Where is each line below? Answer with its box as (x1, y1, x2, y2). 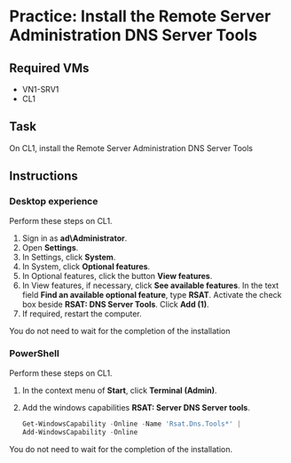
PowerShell (9, 347, 59, 360)
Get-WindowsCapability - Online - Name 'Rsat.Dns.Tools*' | (21, 419, 241, 428)
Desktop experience (9, 196, 98, 208)
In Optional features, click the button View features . (21, 270, 213, 281)
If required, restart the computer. (21, 308, 142, 319)
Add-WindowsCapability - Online (21, 427, 138, 436)
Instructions (9, 169, 78, 184)
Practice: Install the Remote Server (9, 6, 271, 27)
